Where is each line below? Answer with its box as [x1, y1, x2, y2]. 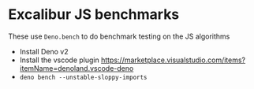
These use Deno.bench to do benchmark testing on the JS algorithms [8, 32, 230, 41]
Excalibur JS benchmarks [8, 6, 180, 24]
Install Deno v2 [19, 46, 69, 56]
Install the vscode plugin [19, 55, 100, 65]
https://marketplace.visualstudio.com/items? [101, 55, 246, 65]
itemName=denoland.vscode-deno [19, 63, 134, 72]
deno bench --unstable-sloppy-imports [19, 73, 148, 81]
